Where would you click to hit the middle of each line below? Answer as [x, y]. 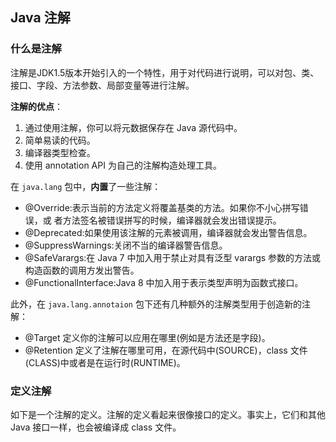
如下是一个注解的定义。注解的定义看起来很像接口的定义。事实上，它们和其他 [168, 414]
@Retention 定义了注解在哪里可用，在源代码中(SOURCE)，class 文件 [166, 350]
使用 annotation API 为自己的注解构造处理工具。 [123, 165]
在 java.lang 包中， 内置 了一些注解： [86, 186]
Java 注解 [40, 18]
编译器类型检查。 [60, 152]
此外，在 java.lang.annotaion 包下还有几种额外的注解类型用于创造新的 [156, 304]
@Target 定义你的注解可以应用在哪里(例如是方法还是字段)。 [147, 337]
